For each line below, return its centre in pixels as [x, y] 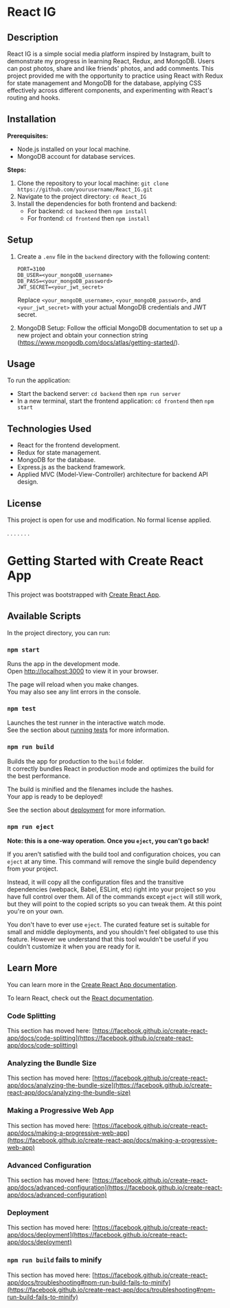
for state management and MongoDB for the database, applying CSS [104, 83]
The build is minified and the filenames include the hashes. [90, 789]
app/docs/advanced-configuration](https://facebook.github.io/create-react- [115, 1187]
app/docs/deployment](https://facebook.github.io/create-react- [97, 1235]
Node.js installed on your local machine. [73, 149]
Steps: [16, 170]
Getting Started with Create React [105, 561]
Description [33, 37]
